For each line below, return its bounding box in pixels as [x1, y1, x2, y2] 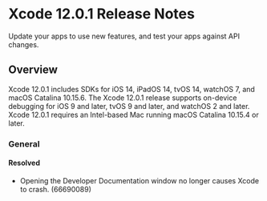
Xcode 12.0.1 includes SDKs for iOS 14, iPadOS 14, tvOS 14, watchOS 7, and [8, 84, 255, 94]
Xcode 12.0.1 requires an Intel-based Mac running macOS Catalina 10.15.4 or [8, 110, 259, 119]
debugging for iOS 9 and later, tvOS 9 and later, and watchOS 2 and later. [8, 101, 250, 111]
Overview [8, 63, 59, 77]
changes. [8, 39, 39, 49]
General [8, 138, 40, 149]
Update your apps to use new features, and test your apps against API [8, 31, 241, 41]
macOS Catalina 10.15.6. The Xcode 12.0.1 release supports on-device [8, 93, 237, 103]
